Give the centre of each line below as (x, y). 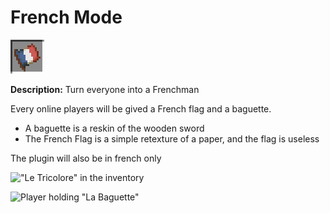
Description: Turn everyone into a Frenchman (105, 89)
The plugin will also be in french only (86, 158)
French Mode (66, 17)
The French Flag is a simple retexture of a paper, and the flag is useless (172, 138)
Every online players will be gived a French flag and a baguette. (141, 108)
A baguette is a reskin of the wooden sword (114, 128)
